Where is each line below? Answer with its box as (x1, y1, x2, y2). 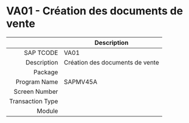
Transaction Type (9, 97, 59, 105)
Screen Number (14, 87, 59, 96)
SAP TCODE (23, 48, 59, 57)
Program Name (16, 78, 59, 86)
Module (36, 106, 59, 115)
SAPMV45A (63, 78, 97, 86)
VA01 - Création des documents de (6, 4, 184, 18)
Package (33, 67, 59, 76)
